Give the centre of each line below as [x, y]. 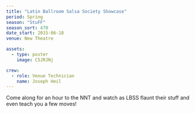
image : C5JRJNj [35, 60]
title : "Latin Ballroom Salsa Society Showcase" [66, 11]
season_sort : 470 [27, 28]
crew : [13, 70]
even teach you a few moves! [42, 104]
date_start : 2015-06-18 [35, 33]
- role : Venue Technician [43, 76]
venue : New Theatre [30, 38]
